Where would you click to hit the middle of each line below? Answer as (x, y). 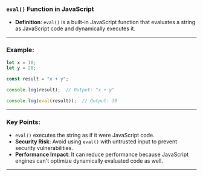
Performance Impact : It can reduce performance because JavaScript (102, 155)
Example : (20, 50)
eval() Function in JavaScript (50, 9)
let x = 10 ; (21, 62)
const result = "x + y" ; (37, 79)
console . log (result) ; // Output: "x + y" (60, 90)
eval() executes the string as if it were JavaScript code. (85, 135)
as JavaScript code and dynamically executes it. (75, 28)
